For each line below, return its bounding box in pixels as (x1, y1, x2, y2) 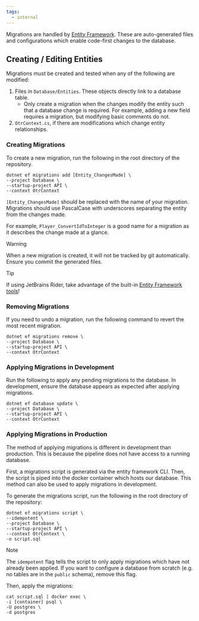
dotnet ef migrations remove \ (6, 333, 84, 339)
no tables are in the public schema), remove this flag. (6, 570, 137, 578)
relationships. (14, 126, 48, 133)
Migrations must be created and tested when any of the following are (6, 70, 175, 77)
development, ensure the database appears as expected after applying (6, 383, 180, 390)
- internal (11, 14, 39, 20)
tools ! (6, 287, 20, 295)
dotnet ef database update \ (6, 401, 78, 407)
